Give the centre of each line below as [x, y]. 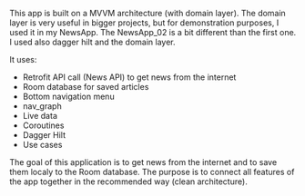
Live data [40, 116]
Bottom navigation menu [69, 96]
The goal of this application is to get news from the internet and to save [143, 162]
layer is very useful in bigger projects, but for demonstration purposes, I [144, 23]
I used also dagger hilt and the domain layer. [92, 42]
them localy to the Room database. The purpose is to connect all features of [152, 172]
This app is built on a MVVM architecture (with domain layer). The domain [148, 13]
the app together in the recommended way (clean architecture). [128, 181]
